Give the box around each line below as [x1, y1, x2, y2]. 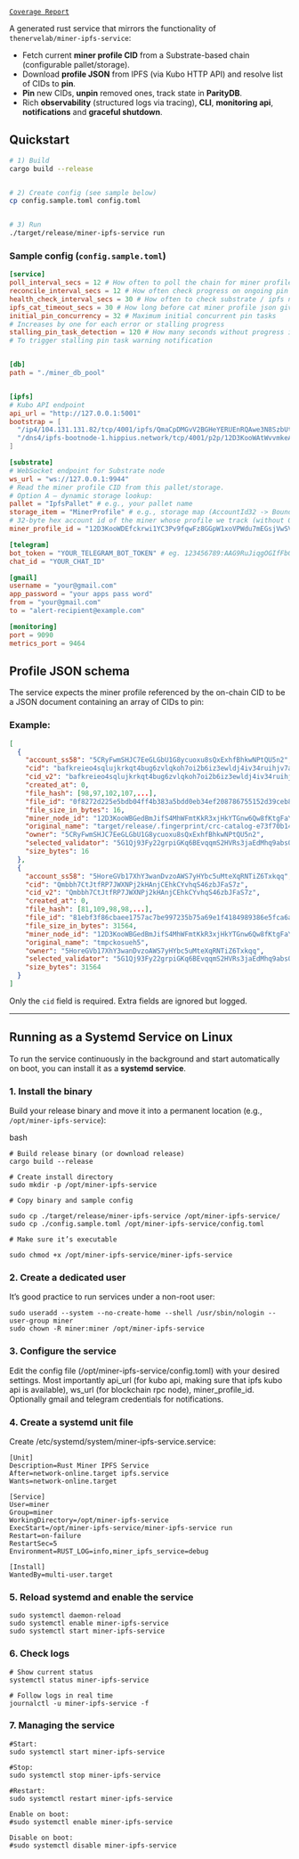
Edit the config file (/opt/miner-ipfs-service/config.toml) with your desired [9, 1365, 280, 1376]
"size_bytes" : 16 [25, 847, 90, 856]
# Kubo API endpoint [9, 400, 86, 409]
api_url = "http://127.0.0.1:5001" [9, 409, 141, 418]
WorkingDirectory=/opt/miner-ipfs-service [9, 1515, 169, 1525]
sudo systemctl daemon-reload [9, 1611, 122, 1620]
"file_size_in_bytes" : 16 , [25, 806, 125, 815]
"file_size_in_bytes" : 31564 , [25, 921, 138, 930]
